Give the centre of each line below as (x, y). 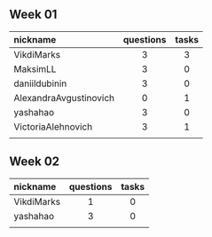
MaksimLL (35, 68)
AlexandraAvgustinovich (64, 98)
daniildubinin (40, 83)
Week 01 (33, 15)
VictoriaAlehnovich (53, 126)
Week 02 (35, 162)
